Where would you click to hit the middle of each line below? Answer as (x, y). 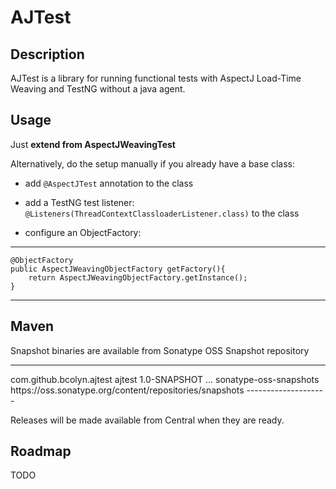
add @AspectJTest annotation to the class (109, 183)
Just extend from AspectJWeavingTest (93, 144)
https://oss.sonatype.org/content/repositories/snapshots (127, 390)
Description (47, 54)
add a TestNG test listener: (79, 202)
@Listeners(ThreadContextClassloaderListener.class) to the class (162, 213)
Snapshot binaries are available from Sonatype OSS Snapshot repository (160, 350)
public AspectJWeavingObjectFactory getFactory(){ (118, 269)
